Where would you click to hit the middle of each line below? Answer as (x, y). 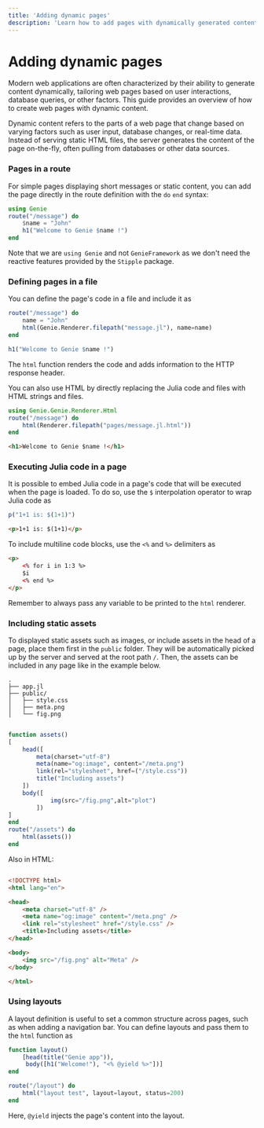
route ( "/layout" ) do (42, 1086)
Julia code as (30, 500)
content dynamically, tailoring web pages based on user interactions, (120, 92)
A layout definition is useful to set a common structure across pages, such (128, 1019)
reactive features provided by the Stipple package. (91, 262)
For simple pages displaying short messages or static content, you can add (130, 186)
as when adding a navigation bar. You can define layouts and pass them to (128, 1027)
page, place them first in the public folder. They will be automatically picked (131, 648)
